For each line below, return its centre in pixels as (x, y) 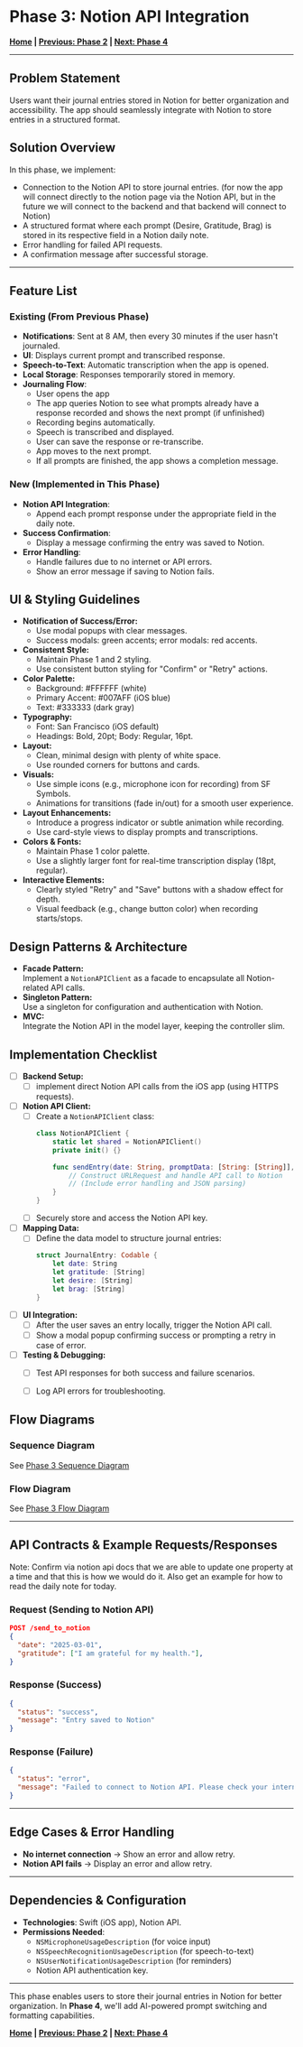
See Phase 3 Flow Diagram (60, 1508)
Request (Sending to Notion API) (82, 1609)
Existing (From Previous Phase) (79, 316)
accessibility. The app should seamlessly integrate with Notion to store (141, 109)
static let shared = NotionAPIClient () (128, 1142)
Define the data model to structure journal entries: (129, 1238)
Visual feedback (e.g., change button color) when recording (147, 909)
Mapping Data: (50, 1228)
